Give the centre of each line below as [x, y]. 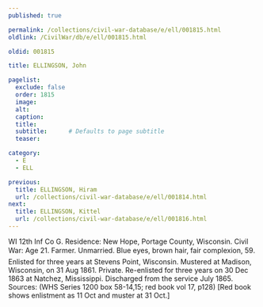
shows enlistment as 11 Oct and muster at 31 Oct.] [89, 295]
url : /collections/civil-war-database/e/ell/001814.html [111, 197]
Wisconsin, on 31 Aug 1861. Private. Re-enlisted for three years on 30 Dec [128, 270]
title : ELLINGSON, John [48, 66]
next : [17, 204]
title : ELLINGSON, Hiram [56, 190]
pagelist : [25, 80]
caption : [30, 117]
